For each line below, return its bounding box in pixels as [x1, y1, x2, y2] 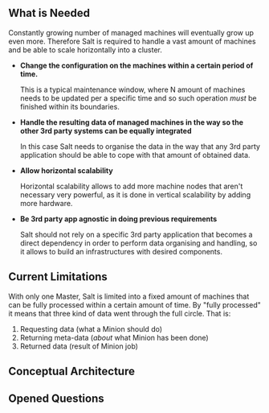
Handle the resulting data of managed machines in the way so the [19, 117, 243, 127]
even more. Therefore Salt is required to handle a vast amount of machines [8, 36, 256, 46]
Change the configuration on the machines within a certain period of [19, 60, 254, 70]
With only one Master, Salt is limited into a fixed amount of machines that [8, 291, 250, 301]
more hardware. [19, 198, 73, 208]
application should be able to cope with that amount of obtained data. [19, 150, 251, 159]
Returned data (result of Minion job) [19, 341, 139, 351]
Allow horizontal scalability [19, 165, 114, 176]
